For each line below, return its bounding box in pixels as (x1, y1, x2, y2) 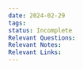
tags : (8, 19, 26, 27)
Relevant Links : (8, 48, 62, 56)
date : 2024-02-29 (8, 11, 66, 20)
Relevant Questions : (8, 33, 77, 42)
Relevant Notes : (8, 41, 62, 49)
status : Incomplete (8, 26, 73, 34)
